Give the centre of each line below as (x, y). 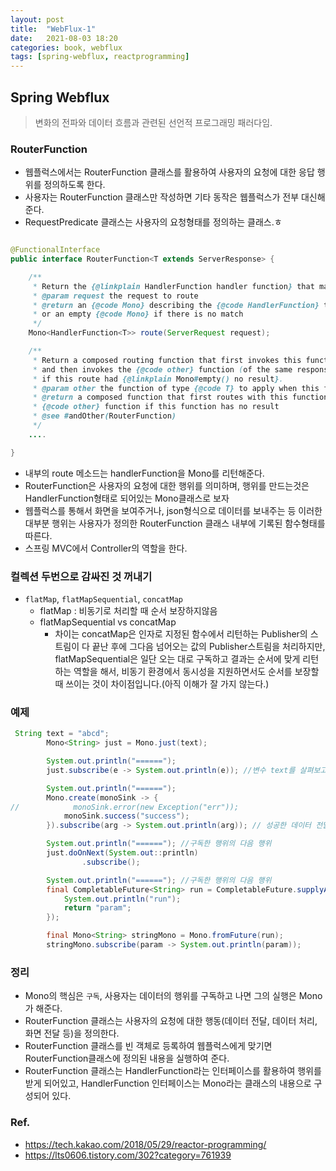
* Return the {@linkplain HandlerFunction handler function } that (173, 286)
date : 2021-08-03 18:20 (64, 38)
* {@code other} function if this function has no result (156, 407)
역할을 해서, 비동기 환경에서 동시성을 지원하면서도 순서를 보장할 (196, 672)
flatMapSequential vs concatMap (108, 622)
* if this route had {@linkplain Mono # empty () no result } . (158, 379)
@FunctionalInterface (55, 250)
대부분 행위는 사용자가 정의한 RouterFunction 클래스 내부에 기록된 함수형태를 (175, 523)
